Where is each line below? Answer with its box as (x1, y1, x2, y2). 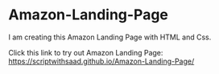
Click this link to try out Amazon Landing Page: (8, 47, 163, 57)
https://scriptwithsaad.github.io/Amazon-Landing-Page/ (8, 56, 195, 66)
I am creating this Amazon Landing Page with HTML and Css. (8, 32, 212, 42)
